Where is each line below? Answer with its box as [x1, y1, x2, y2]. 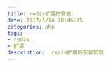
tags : [7, 29, 23, 37]
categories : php [7, 23, 55, 30]
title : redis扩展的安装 [7, 10, 72, 17]
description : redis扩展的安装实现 [7, 50, 104, 57]
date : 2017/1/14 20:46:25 [7, 17, 83, 24]
